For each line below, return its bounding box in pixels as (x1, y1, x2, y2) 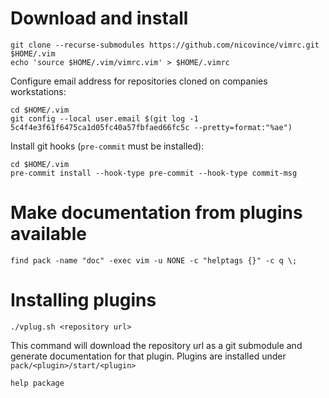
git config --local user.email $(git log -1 (10, 113, 199, 124)
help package (10, 378, 65, 388)
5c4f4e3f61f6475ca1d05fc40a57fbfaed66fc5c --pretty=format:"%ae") (10, 122, 293, 132)
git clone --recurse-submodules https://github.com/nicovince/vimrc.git (10, 40, 320, 50)
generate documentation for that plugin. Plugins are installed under (10, 350, 287, 362)
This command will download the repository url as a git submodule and (10, 339, 303, 351)
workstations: (10, 85, 67, 97)
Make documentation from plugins (10, 202, 303, 224)
